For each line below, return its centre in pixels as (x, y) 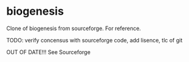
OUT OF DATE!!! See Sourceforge (48, 52)
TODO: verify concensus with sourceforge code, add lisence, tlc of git (94, 40)
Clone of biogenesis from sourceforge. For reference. (74, 28)
